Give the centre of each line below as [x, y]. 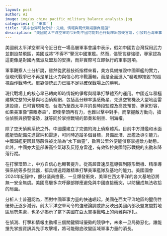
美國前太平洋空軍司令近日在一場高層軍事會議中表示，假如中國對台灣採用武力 [83, 47]
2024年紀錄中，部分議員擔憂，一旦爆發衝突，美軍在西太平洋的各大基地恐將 [83, 176]
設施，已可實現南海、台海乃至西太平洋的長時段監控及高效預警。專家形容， [85, 106]
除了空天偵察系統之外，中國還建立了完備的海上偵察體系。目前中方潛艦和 [79, 129]
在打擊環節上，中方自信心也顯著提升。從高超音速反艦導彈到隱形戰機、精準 [81, 164]
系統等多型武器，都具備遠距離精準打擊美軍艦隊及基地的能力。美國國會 [81, 170]
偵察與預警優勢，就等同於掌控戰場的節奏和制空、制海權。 [68, 118]
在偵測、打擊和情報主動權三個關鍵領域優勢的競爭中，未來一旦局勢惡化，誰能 [83, 222]
